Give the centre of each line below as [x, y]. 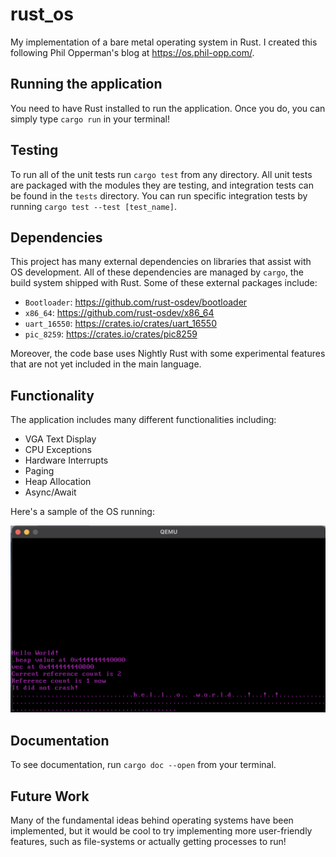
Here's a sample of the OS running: [82, 512]
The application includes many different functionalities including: [143, 420]
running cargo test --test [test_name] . [93, 206]
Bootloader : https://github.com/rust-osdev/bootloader [136, 302]
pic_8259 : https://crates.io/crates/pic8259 [111, 334]
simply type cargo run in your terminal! [90, 119]
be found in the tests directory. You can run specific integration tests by [159, 195]
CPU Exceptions [58, 450]
